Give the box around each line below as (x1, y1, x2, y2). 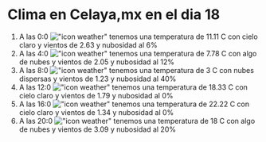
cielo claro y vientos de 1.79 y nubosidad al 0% (18, 90, 174, 100)
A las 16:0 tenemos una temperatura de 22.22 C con (18, 99, 250, 109)
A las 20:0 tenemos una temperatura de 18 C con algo (18, 116, 256, 125)
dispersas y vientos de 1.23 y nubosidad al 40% (18, 74, 177, 83)
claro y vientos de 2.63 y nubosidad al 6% (18, 40, 158, 49)
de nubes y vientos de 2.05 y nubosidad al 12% (18, 57, 174, 67)
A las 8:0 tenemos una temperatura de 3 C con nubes (18, 65, 254, 75)
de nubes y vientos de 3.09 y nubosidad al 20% (18, 125, 177, 134)
